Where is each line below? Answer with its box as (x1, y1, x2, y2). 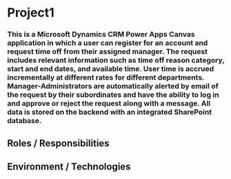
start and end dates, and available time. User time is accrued (7, 64, 214, 74)
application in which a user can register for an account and (7, 38, 208, 48)
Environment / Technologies (7, 160, 131, 172)
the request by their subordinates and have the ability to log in (7, 90, 219, 100)
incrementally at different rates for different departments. (7, 73, 205, 82)
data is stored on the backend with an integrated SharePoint (7, 107, 212, 117)
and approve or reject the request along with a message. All (7, 99, 211, 109)
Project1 (7, 5, 55, 21)
